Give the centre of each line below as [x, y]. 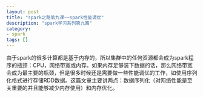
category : [19, 29]
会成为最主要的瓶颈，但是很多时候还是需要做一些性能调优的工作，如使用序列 [102, 73]
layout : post [23, 12]
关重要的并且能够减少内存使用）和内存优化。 [62, 88]
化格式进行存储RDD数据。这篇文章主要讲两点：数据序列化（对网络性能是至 [99, 80]
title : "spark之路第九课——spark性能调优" [55, 17]
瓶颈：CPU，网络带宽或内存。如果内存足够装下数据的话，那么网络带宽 [105, 65]
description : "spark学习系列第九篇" [49, 23]
